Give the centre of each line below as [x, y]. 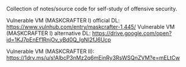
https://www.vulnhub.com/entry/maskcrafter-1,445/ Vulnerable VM [91, 27]
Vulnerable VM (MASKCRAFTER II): [50, 51]
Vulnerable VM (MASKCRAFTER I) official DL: [63, 20]
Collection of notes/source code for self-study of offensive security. [92, 9]
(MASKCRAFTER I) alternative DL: [49, 33]
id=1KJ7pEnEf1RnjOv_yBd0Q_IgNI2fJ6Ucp [59, 40]
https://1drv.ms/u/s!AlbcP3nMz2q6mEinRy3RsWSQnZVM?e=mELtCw [93, 58]
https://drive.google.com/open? [132, 33]
